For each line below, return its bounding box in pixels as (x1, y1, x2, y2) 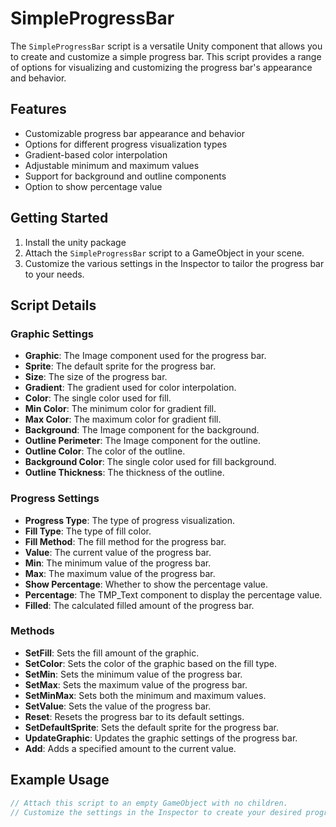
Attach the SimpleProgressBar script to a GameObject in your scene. (24, 247, 305, 259)
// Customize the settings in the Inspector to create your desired (10, 807, 302, 817)
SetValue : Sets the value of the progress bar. (24, 700, 212, 712)
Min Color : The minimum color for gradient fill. (24, 403, 217, 415)
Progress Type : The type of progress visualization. (24, 514, 236, 526)
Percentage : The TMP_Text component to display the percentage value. (24, 588, 323, 601)
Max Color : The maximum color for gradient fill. (24, 413, 222, 426)
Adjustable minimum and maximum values (24, 159, 200, 171)
